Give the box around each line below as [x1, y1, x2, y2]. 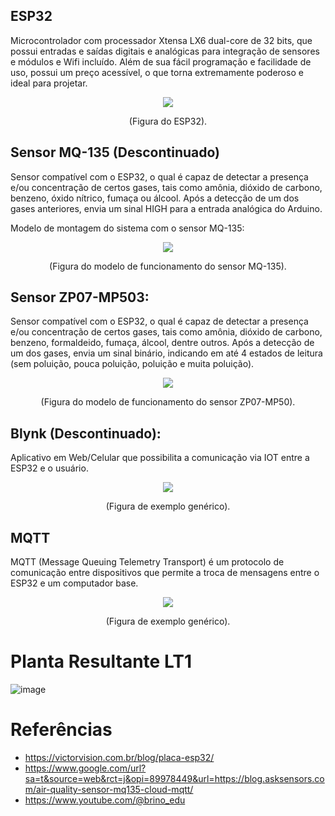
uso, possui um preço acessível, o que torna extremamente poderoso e [10, 66, 304, 78]
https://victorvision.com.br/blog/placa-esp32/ [24, 751, 215, 763]
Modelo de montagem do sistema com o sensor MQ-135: [10, 222, 245, 234]
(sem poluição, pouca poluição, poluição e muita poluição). [10, 358, 255, 370]
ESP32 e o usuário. [10, 462, 89, 474]
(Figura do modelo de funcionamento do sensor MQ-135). [49, 260, 287, 272]
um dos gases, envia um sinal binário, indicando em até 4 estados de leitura [10, 347, 323, 359]
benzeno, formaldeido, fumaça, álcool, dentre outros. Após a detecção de [10, 337, 315, 349]
